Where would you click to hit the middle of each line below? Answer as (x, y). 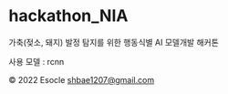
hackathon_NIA (68, 16)
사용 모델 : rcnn (36, 61)
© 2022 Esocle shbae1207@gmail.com (82, 79)
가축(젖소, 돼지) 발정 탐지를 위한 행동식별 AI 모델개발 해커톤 (114, 42)
